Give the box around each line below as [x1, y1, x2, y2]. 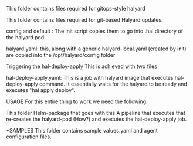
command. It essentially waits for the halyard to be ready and [39, 80, 188, 87]
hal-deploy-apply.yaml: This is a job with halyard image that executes [6, 74, 174, 81]
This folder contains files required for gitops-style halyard [6, 5, 145, 12]
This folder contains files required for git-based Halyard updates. [6, 16, 163, 23]
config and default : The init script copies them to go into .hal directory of [6, 28, 184, 35]
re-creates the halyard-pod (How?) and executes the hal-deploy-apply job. [6, 116, 187, 123]
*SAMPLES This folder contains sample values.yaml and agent [6, 127, 158, 134]
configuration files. [6, 133, 52, 140]
